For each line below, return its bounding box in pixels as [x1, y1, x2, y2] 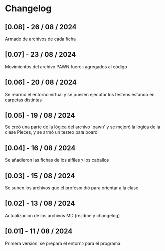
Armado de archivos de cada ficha [5, 36, 76, 42]
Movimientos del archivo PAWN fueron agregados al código [5, 63, 128, 70]
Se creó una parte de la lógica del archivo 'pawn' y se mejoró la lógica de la [5, 124, 160, 130]
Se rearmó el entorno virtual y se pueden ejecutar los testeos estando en [5, 91, 155, 97]
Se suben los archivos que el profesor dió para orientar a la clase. [5, 185, 140, 191]
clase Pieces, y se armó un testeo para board [5, 129, 98, 135]
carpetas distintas [5, 97, 42, 103]
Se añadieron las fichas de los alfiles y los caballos [5, 157, 109, 163]
